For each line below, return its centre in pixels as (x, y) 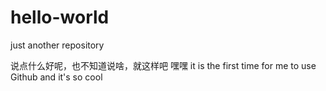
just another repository (57, 45)
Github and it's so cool (56, 77)
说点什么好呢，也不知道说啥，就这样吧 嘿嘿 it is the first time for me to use (163, 65)
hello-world (60, 17)
